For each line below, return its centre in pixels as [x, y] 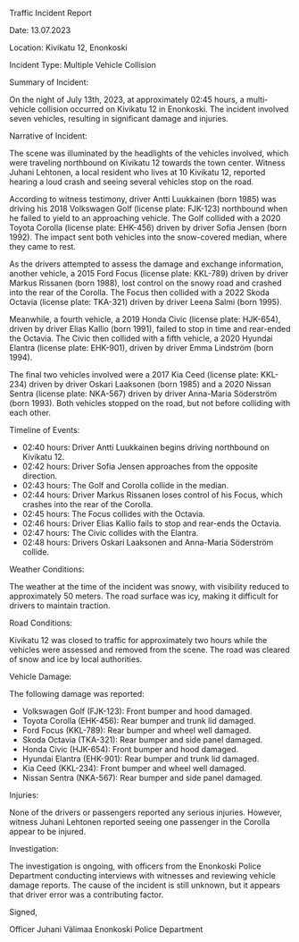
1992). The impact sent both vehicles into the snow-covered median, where [148, 237]
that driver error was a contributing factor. [87, 895]
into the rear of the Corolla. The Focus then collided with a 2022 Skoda [140, 293]
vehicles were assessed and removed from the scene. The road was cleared [149, 649]
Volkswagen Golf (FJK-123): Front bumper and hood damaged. [137, 711]
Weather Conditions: [47, 569]
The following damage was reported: [77, 694]
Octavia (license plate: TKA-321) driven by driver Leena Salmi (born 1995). [146, 302]
